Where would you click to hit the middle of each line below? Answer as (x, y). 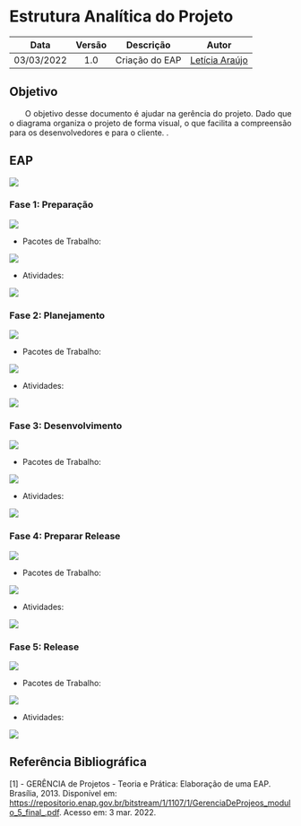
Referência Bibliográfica (78, 762)
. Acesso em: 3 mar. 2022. (107, 812)
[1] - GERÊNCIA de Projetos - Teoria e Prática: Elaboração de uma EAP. (140, 783)
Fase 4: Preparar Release (65, 537)
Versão (91, 45)
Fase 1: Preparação (52, 205)
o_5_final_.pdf (34, 812)
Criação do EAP (148, 60)
